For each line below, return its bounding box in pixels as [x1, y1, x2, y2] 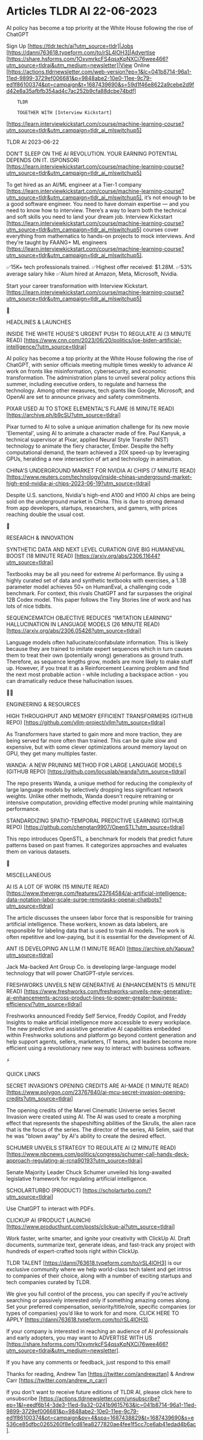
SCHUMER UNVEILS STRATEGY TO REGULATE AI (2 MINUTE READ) [6, 1144, 176, 1151]
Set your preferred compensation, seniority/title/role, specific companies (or [6, 1303, 196, 1310]
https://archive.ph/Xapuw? [128, 944, 195, 952]
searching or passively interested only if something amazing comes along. [6, 1296, 192, 1303]
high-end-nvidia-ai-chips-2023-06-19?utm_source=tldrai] [6, 479, 151, 487]
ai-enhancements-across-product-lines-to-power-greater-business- [6, 994, 178, 1001]
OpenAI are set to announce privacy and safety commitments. [6, 393, 161, 400]
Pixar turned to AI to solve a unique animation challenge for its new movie [6, 423, 190, 430]
